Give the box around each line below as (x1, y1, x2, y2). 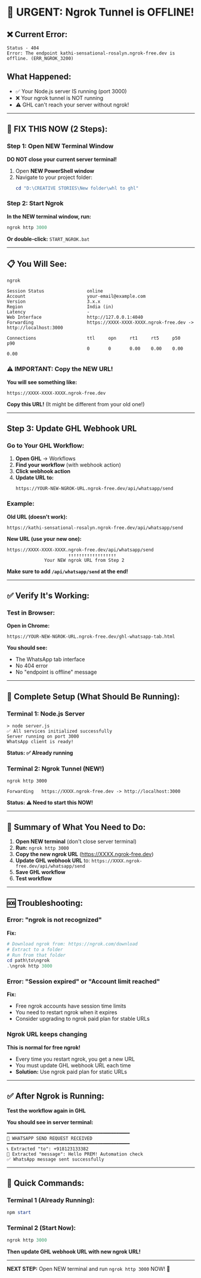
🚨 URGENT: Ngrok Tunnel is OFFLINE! (7, 5, 194, 19)
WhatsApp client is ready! (7, 739, 74, 745)
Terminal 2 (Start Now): (7, 1224, 76, 1232)
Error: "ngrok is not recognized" (7, 915, 102, 924)
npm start (7, 1210, 32, 1216)
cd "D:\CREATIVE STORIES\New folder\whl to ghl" (15, 185, 139, 191)
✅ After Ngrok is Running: (7, 1091, 105, 1101)
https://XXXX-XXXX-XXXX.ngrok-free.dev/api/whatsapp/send (7, 547, 154, 553)
